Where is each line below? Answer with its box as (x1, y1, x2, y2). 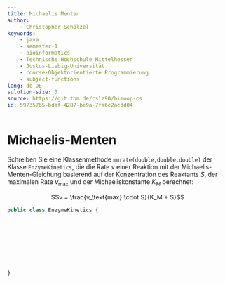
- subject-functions (20, 75, 80, 83)
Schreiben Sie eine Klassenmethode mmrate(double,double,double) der (7, 155, 212, 164)
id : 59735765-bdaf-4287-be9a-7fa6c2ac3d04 (7, 102, 133, 109)
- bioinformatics (20, 50, 71, 57)
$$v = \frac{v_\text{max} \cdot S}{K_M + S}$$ (51, 192, 184, 201)
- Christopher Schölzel (20, 23, 90, 30)
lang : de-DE (7, 82, 42, 89)
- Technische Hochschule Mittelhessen (20, 56, 133, 63)
